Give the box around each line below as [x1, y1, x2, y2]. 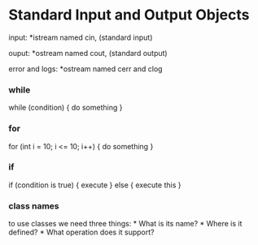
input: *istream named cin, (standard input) [8, 32, 153, 42]
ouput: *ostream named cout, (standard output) [8, 48, 168, 58]
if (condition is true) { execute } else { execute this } [8, 180, 181, 190]
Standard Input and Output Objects [8, 6, 250, 24]
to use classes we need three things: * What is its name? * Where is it [8, 219, 243, 229]
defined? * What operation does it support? [8, 227, 155, 237]
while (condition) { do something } [8, 103, 123, 113]
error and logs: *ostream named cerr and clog [8, 63, 163, 74]
